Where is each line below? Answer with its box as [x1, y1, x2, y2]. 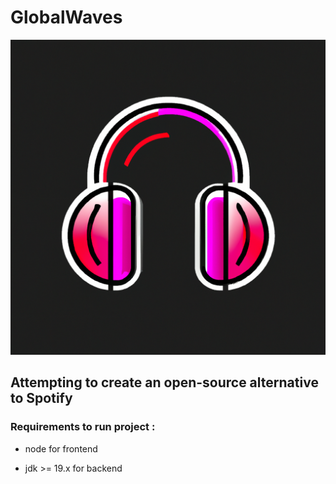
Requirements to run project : [10, 420, 156, 434]
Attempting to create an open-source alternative [10, 374, 319, 391]
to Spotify [10, 390, 73, 407]
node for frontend [24, 442, 98, 455]
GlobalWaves [10, 6, 123, 29]
